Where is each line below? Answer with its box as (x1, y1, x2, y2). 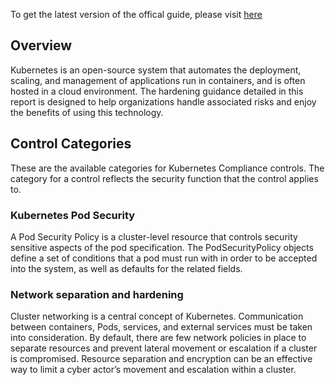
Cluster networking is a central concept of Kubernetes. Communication (10, 310, 304, 323)
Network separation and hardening (10, 287, 184, 301)
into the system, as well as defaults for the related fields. (10, 262, 243, 274)
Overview (10, 37, 73, 54)
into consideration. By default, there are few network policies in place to (10, 332, 307, 344)
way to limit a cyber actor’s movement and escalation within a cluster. (10, 364, 297, 376)
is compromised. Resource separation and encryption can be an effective (10, 353, 313, 365)
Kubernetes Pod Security (10, 208, 136, 222)
